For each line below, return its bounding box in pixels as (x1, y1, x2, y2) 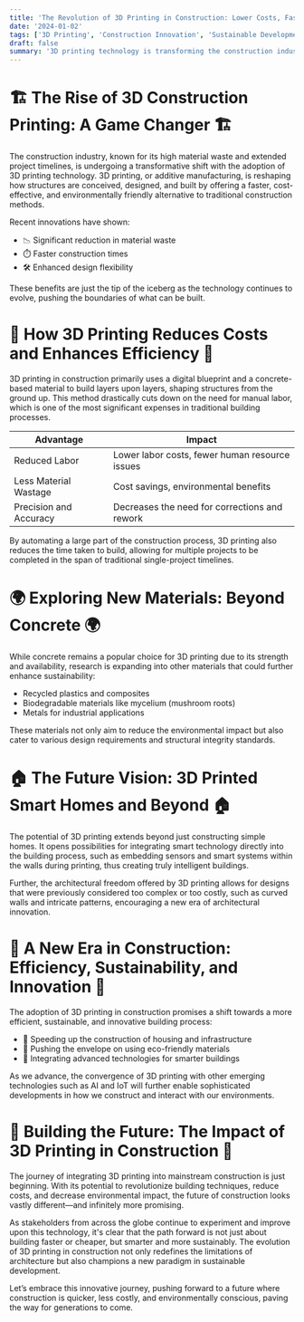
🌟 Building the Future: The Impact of (9, 1122, 285, 1142)
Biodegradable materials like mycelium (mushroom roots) (22, 697, 236, 708)
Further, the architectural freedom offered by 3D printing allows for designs (9, 877, 290, 888)
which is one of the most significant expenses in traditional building (9, 402, 261, 413)
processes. (9, 412, 52, 422)
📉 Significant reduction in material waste (22, 235, 176, 245)
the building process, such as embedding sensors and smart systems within (9, 850, 293, 861)
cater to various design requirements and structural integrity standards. (9, 734, 276, 745)
